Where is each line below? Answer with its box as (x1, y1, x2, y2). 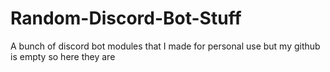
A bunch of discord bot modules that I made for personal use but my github (10, 40, 321, 52)
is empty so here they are (10, 50, 116, 62)
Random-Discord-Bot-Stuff (10, 7, 242, 30)
